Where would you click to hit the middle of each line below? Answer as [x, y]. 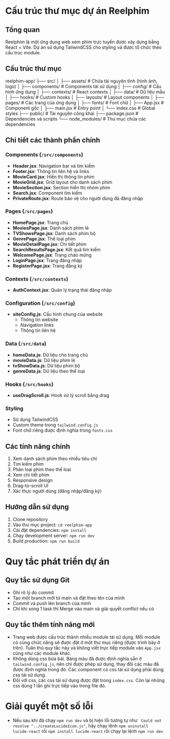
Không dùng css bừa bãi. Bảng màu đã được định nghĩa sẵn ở [77, 659]
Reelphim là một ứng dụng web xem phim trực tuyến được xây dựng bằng [82, 42]
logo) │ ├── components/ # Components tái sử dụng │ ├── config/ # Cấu [83, 86]
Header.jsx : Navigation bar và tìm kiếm [54, 166]
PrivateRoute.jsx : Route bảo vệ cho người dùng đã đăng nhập [78, 198]
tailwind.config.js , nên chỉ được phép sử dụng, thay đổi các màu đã [86, 664]
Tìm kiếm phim [28, 464]
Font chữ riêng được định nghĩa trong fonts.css [63, 431]
